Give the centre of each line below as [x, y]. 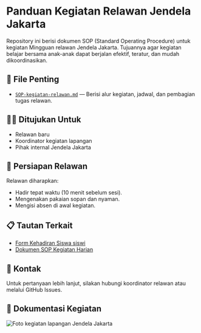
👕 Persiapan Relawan [47, 166]
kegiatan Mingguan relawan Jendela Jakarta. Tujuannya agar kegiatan [94, 47]
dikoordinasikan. [27, 60]
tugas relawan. [34, 100]
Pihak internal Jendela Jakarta [53, 147]
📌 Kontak [24, 269]
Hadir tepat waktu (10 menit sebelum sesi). [69, 193]
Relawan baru [32, 134]
